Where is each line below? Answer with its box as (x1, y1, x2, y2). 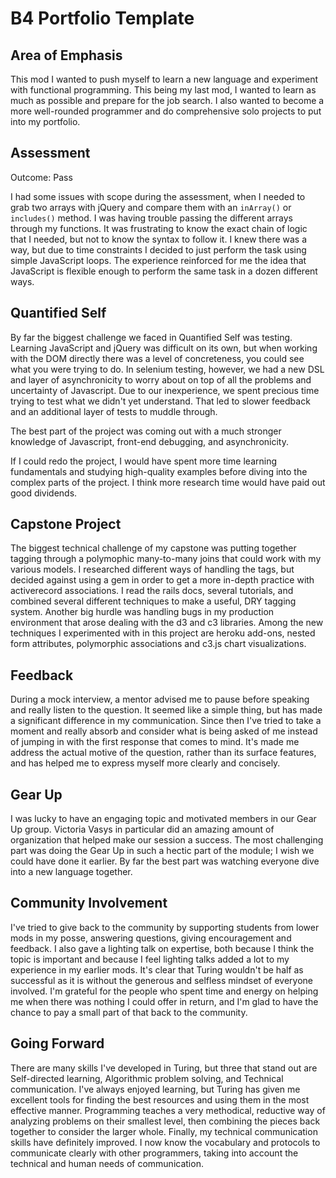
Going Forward (10, 1035, 105, 1052)
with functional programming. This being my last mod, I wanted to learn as (10, 84, 317, 96)
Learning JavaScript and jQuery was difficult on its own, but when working (10, 342, 318, 354)
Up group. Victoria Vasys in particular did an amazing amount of (10, 823, 275, 836)
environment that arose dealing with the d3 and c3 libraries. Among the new (10, 617, 324, 629)
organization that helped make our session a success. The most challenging (10, 834, 324, 846)
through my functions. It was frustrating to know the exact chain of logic (10, 222, 308, 234)
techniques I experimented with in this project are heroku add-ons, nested (10, 627, 316, 639)
